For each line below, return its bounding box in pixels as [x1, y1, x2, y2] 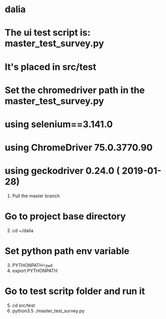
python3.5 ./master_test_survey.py [12, 307, 85, 314]
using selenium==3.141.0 [5, 118, 113, 130]
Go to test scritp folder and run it [5, 285, 146, 297]
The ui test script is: [5, 27, 91, 39]
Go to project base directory [5, 210, 126, 222]
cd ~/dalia [12, 228, 34, 233]
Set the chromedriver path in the [5, 84, 145, 96]
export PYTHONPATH [12, 268, 58, 274]
